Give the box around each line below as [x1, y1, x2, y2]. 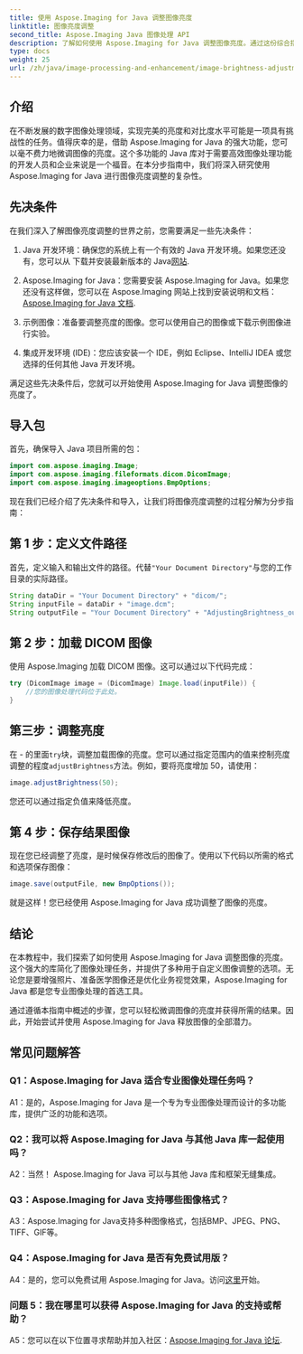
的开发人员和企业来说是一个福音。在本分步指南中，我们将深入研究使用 [9, 159, 271, 170]
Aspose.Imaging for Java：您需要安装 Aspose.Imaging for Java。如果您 [22, 275, 289, 286]
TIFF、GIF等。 [9, 1227, 63, 1238]
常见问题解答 [9, 1045, 81, 1060]
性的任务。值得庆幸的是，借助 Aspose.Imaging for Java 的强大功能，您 [16, 136, 280, 147]
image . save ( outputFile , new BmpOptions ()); [9, 879, 176, 889]
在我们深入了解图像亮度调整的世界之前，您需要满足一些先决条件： [9, 225, 254, 236]
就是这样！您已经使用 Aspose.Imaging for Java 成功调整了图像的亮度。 [9, 897, 272, 908]
